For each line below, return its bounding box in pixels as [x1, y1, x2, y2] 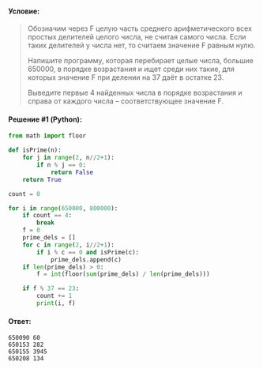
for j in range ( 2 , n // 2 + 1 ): [22, 154, 115, 162]
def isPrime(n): [8, 146, 62, 154]
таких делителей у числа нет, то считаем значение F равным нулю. [27, 40, 256, 51]
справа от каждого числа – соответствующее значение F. [27, 96, 224, 106]
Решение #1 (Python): [8, 115, 83, 124]
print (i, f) [36, 299, 77, 307]
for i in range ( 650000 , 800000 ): [8, 204, 118, 213]
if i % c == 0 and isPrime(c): [36, 248, 140, 256]
